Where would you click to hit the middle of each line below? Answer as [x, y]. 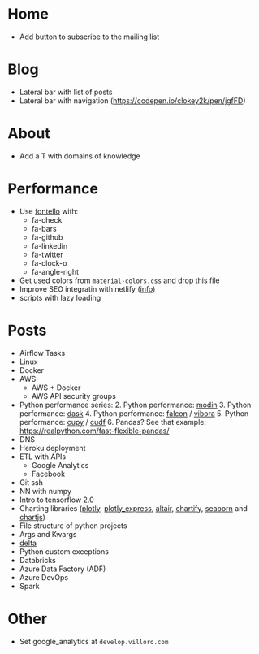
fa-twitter [47, 254]
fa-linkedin [50, 245]
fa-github [47, 237]
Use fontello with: [49, 211]
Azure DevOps [44, 577]
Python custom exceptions [64, 551]
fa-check [47, 219]
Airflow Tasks [42, 353]
